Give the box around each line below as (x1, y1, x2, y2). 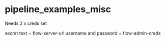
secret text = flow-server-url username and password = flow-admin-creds (5, 30, 161, 36)
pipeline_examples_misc (5, 4, 112, 15)
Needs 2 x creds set (5, 20, 47, 26)
